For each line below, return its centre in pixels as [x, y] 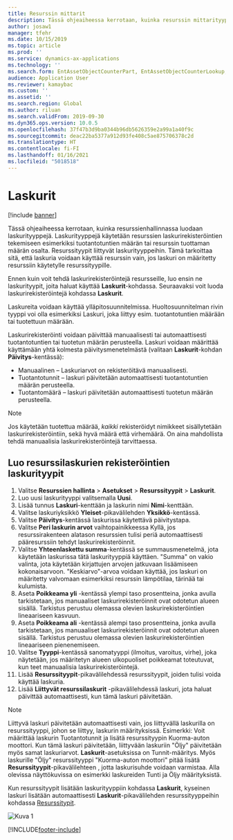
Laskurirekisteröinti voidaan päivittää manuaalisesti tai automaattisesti [107, 335]
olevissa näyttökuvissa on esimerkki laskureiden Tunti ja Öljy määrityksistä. [115, 774]
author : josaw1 [30, 26]
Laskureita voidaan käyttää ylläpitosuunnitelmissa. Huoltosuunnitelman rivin [115, 307]
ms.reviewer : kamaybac [40, 84]
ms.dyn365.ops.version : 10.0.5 [53, 123]
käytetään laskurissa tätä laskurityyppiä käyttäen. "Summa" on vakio [115, 556]
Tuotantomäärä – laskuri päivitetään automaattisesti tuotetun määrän [115, 392]
